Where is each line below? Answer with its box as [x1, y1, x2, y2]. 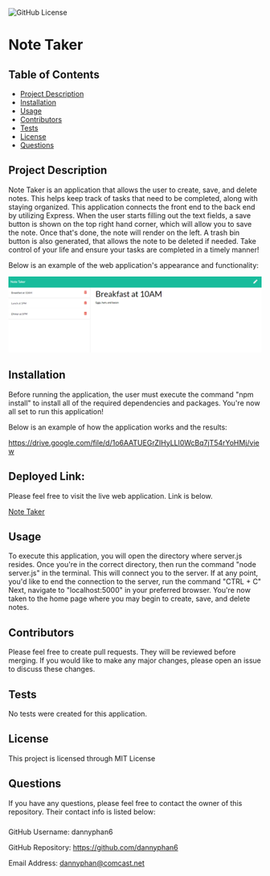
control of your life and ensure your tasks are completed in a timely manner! [8, 245, 260, 254]
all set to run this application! [8, 406, 104, 416]
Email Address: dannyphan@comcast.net [8, 857, 145, 868]
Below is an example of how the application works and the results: [8, 422, 227, 432]
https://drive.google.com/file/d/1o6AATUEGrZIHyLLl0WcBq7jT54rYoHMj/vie [8, 438, 260, 447]
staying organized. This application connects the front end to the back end [8, 202, 256, 212]
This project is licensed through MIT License [8, 753, 156, 763]
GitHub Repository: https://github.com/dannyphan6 [8, 842, 178, 852]
